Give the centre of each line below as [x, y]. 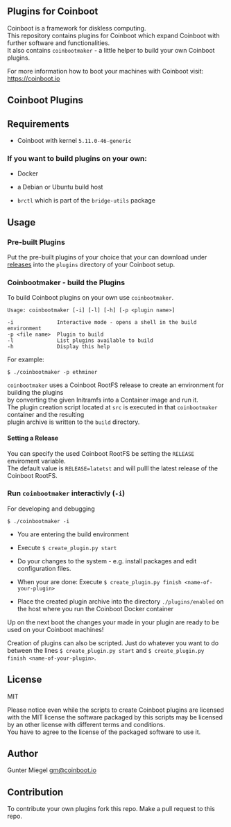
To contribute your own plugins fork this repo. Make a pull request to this [111, 809]
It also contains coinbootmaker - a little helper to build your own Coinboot [111, 50]
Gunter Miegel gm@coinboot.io [52, 770]
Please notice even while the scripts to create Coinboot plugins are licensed [115, 710]
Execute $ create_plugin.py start [67, 547]
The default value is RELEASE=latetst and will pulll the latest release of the [113, 468]
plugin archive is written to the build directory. [74, 422]
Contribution [35, 792]
